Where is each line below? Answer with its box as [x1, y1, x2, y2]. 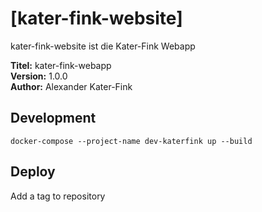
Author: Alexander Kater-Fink [10, 80, 133, 92]
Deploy [10, 163, 56, 181]
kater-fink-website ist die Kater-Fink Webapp [10, 40, 196, 52]
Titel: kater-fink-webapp [10, 59, 112, 71]
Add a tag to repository [10, 190, 106, 202]
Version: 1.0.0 [10, 70, 68, 82]
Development [10, 110, 97, 127]
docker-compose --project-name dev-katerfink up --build [10, 136, 253, 146]
